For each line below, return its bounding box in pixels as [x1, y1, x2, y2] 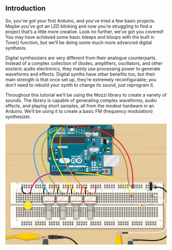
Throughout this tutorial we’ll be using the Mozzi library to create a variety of [5, 92, 167, 98]
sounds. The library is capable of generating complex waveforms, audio [5, 97, 157, 103]
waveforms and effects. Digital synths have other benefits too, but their [5, 71, 156, 77]
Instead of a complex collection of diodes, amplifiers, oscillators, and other [5, 60, 163, 66]
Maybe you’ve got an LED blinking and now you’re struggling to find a [5, 23, 153, 29]
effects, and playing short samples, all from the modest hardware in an [5, 102, 155, 109]
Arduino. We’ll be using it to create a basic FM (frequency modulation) [5, 108, 153, 114]
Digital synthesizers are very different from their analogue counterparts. [5, 55, 157, 61]
